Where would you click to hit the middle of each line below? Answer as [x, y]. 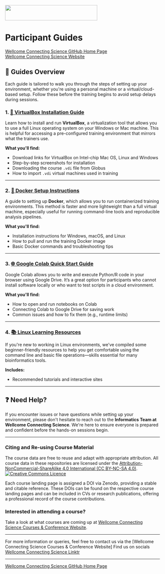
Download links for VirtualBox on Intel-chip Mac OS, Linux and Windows [85, 158]
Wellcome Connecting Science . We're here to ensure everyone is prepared [82, 425]
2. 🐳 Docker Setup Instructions [42, 190]
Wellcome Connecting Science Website [45, 57]
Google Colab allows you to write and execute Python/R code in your [75, 274]
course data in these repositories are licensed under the [62, 463]
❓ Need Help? [26, 400]
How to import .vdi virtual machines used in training [65, 173]
